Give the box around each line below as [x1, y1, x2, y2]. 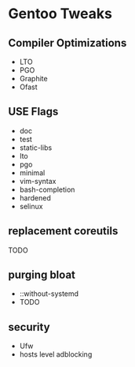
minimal [19, 167, 46, 178]
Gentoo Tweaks [8, 5, 112, 23]
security [8, 320, 50, 334]
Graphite [19, 74, 49, 83]
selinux [19, 201, 43, 211]
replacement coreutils [8, 224, 119, 238]
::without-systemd [19, 289, 79, 298]
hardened [19, 193, 51, 202]
